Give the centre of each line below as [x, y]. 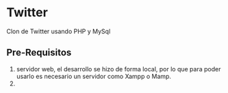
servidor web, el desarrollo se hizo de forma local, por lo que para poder [118, 69]
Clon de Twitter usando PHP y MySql [59, 31]
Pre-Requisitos [39, 53]
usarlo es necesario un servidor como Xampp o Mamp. [94, 76]
